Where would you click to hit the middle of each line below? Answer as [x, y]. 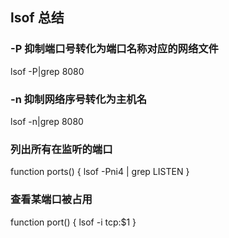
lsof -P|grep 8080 [47, 71]
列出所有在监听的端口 [61, 149]
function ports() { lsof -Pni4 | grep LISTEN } [100, 172]
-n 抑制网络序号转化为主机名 [79, 99]
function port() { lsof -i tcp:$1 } [73, 222]
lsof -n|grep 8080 [47, 121]
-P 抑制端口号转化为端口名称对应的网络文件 [114, 49]
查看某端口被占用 [51, 200]
